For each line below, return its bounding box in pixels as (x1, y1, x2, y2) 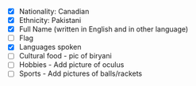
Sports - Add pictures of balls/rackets (18, 69, 143, 78)
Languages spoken (18, 43, 82, 52)
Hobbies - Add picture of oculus (18, 60, 125, 69)
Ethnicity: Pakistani (18, 16, 82, 25)
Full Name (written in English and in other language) (18, 24, 189, 34)
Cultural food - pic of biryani (18, 51, 112, 61)
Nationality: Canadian (18, 7, 90, 16)
